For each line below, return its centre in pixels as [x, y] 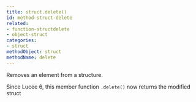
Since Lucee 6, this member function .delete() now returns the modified [99, 87]
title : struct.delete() [37, 12]
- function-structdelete [38, 29]
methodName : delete [31, 57]
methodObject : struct [34, 52]
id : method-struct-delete [39, 18]
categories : [21, 40]
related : [17, 23]
